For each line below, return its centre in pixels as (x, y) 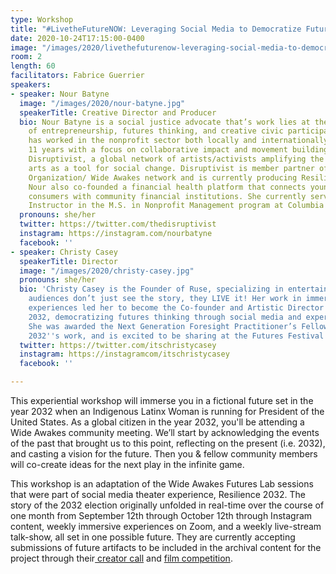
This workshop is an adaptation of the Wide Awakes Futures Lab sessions (162, 484)
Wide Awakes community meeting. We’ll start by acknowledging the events (165, 432)
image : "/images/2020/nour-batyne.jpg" (102, 103)
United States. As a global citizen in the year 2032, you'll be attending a (157, 422)
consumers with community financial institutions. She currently (167, 196)
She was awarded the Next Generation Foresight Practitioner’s (163, 326)
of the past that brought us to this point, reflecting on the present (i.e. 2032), (168, 443)
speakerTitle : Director (68, 261)
